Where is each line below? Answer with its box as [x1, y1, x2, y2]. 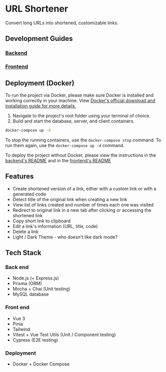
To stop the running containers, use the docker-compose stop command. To [5, 137, 161, 143]
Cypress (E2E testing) [12, 337, 58, 343]
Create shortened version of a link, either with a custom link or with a [12, 185, 157, 192]
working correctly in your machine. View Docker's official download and [5, 97, 155, 104]
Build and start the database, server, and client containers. [12, 118, 135, 124]
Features [5, 172, 34, 181]
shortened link [12, 212, 43, 218]
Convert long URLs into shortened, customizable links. [5, 20, 119, 26]
